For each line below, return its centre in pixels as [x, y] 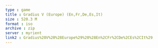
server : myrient [24, 33]
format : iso [19, 24]
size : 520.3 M [21, 19]
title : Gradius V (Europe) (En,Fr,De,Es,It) [54, 14]
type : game [18, 10]
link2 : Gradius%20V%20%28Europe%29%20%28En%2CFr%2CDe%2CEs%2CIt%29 [79, 38]
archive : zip [20, 28]
